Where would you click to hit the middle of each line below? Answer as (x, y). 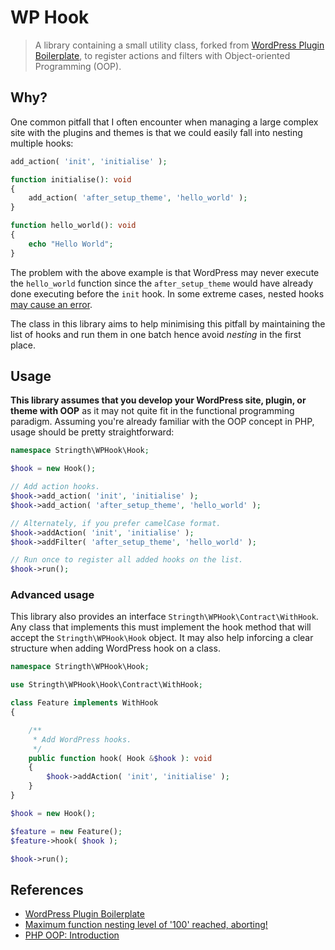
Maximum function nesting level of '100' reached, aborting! (146, 925)
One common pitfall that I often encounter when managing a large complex (164, 122)
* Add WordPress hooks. (82, 739)
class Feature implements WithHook (84, 703)
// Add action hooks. (55, 487)
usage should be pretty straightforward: (92, 432)
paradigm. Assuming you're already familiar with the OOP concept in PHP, (162, 422)
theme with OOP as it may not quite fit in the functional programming (152, 411)
